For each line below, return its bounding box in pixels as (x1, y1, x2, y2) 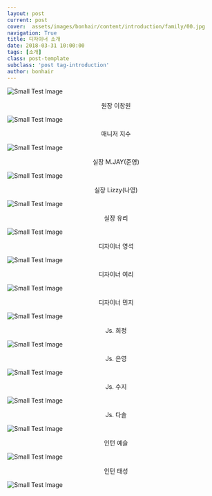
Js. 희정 (105, 326, 127, 334)
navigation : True (7, 29, 57, 37)
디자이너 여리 (98, 270, 134, 278)
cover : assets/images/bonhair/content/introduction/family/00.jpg (7, 23, 206, 30)
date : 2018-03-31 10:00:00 (7, 42, 85, 49)
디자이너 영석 (98, 241, 134, 250)
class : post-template (7, 55, 70, 62)
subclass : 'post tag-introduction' (7, 62, 110, 68)
